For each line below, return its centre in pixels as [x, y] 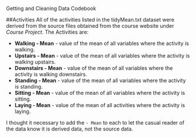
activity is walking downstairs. [51, 74]
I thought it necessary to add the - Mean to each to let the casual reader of [95, 123]
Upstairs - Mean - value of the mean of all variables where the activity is [102, 56]
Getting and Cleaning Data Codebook [51, 8]
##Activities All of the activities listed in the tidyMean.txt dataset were [90, 20]
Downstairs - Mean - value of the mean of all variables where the [94, 68]
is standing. [28, 86]
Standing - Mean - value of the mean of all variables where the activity [100, 80]
